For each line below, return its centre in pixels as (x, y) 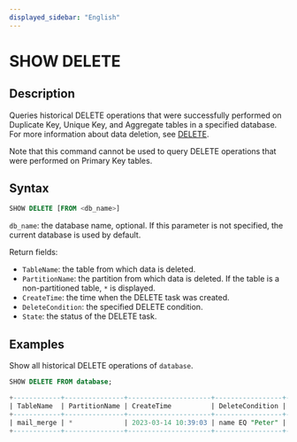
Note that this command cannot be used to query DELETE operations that (143, 151)
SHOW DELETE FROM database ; (61, 382)
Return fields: (34, 252)
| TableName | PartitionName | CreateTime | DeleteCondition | (148, 406)
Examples (37, 344)
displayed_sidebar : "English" (65, 17)
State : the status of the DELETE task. (89, 316)
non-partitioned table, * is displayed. (89, 288)
